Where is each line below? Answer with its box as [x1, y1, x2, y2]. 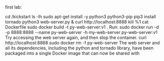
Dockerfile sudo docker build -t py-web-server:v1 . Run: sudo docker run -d [5, 24, 159, 30]
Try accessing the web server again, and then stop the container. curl [5, 34, 147, 40]
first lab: [5, 4, 22, 10]
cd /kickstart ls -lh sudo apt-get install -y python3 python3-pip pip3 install [5, 14, 156, 19]
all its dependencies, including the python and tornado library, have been [5, 45, 154, 51]
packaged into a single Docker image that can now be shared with [5, 50, 140, 56]
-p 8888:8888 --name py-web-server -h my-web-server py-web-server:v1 [5, 30, 158, 35]
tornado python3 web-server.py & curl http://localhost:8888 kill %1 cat [5, 19, 149, 25]
